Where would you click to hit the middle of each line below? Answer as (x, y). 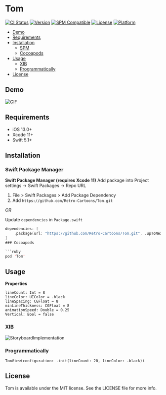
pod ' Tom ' (15, 256)
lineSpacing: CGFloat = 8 (32, 301)
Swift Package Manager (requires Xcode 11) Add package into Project (77, 180)
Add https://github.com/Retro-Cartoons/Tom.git (62, 200)
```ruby (13, 252)
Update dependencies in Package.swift (44, 220)
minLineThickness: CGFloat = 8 (37, 306)
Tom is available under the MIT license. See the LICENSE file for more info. (81, 388)
